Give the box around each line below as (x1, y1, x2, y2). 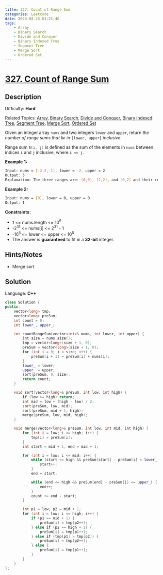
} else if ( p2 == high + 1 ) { (31, 525, 92, 530)
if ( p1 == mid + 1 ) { (31, 516, 75, 521)
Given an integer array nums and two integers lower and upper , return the (5, 130, 149, 135)
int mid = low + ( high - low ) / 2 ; (22, 399, 95, 404)
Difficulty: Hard (5, 106, 36, 112)
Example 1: (5, 159, 28, 165)
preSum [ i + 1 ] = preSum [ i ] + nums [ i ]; (31, 354, 110, 359)
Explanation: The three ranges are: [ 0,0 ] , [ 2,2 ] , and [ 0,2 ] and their (5, 177, 153, 183)
